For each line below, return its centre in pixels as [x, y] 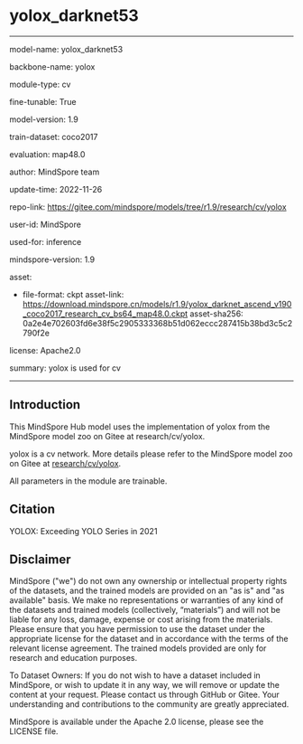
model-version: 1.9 [44, 119]
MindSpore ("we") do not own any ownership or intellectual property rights [148, 581]
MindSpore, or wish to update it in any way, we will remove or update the [144, 685]
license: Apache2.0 [45, 350]
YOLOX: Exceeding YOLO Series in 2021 [83, 531]
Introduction [45, 405]
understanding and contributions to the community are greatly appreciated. [149, 704]
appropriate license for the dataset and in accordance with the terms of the [149, 639]
